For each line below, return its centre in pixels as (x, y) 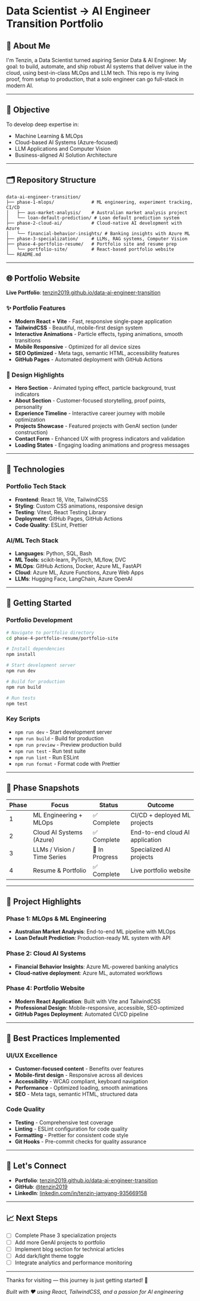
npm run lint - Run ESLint (47, 757)
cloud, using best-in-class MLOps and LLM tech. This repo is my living (93, 73)
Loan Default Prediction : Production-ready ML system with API (93, 938)
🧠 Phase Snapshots (43, 788)
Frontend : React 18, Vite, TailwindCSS (61, 499)
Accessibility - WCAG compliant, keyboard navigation (81, 1081)
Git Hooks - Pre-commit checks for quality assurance (81, 1141)
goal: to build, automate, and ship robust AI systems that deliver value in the (99, 66)
